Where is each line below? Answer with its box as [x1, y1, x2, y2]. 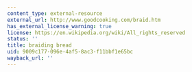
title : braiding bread [7, 42, 72, 49]
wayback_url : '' [7, 55, 53, 62]
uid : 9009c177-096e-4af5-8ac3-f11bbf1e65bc [7, 49, 134, 56]
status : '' [7, 36, 38, 43]
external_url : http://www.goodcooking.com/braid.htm [7, 16, 161, 23]
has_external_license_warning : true [7, 23, 112, 29]
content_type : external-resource [7, 10, 103, 17]
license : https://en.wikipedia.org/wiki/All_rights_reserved [7, 29, 186, 36]
